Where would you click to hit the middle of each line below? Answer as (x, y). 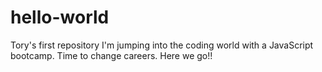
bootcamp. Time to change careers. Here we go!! (111, 55)
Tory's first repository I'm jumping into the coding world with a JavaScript (162, 45)
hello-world (60, 17)
